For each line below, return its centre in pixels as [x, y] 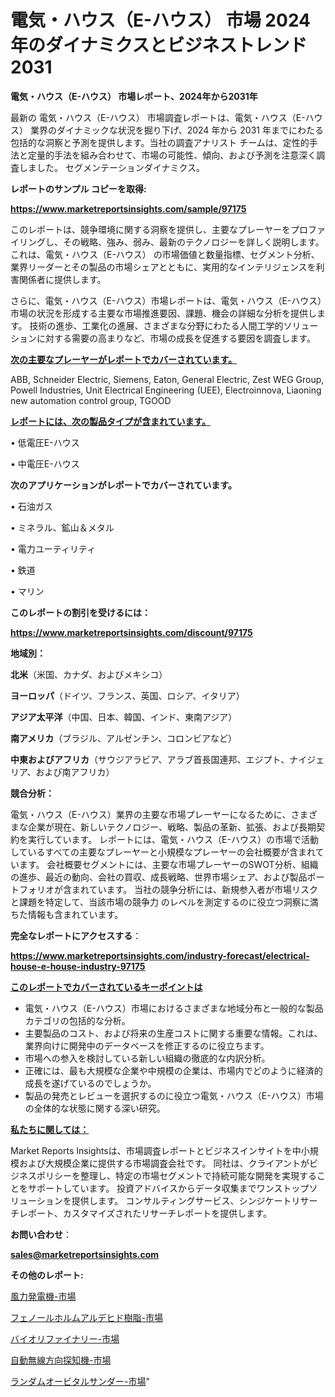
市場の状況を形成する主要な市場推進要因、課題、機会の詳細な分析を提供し [163, 313]
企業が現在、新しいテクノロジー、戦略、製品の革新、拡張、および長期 [172, 827]
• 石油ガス [31, 506]
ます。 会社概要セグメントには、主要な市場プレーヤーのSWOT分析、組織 [168, 864]
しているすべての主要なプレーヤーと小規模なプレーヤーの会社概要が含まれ [163, 852]
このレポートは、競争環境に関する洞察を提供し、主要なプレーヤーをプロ [159, 229]
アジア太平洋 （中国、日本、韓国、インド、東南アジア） [124, 717]
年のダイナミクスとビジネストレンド [159, 45]
